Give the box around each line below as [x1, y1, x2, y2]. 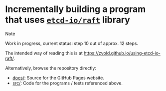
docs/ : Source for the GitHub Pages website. [12, 74, 105, 80]
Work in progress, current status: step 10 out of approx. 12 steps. [5, 40, 139, 46]
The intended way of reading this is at [5, 50, 83, 56]
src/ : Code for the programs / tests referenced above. [12, 80, 123, 86]
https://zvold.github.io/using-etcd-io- [84, 50, 161, 56]
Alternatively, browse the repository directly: [5, 65, 96, 71]
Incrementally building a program [5, 3, 146, 15]
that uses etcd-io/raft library [5, 14, 131, 25]
